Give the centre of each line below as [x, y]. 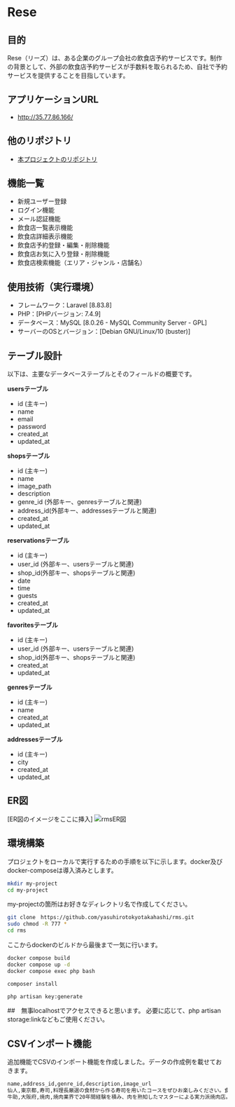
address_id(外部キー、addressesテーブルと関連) [87, 511]
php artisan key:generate [45, 996]
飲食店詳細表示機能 [45, 236]
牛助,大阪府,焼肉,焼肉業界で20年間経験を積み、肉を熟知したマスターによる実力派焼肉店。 [119, 1097]
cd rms [17, 931]
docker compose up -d [39, 965]
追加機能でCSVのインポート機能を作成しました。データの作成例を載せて [112, 1062]
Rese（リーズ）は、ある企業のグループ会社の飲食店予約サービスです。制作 [115, 58]
